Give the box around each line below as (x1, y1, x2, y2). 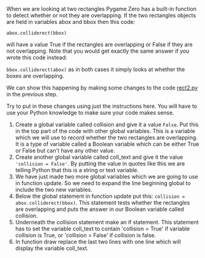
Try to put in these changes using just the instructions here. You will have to (6, 102, 198, 110)
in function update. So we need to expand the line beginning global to (15, 180, 191, 186)
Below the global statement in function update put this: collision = (15, 192, 185, 200)
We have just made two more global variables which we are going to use (15, 173, 198, 180)
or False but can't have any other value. (15, 147, 115, 154)
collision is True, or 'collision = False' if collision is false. (15, 232, 156, 238)
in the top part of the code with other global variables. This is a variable (15, 127, 196, 134)
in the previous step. (6, 91, 58, 97)
